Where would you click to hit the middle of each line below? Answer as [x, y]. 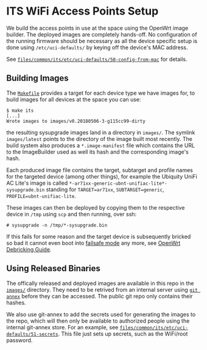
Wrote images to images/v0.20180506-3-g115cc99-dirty [76, 121]
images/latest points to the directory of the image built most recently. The [100, 139]
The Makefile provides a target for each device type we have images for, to [101, 93]
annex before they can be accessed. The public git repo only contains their [100, 296]
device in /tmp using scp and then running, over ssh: [72, 214]
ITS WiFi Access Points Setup [82, 11]
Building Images [37, 78]
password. [19, 340]
